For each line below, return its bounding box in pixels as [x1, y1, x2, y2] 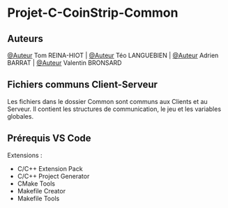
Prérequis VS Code [7, 133, 92, 144]
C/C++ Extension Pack [17, 164, 83, 172]
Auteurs [7, 33, 44, 45]
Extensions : [7, 151, 43, 159]
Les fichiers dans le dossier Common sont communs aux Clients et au [7, 97, 208, 105]
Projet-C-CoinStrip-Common [7, 5, 178, 21]
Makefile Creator [17, 186, 66, 195]
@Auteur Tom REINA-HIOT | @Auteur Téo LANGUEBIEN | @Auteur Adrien [7, 51, 219, 59]
